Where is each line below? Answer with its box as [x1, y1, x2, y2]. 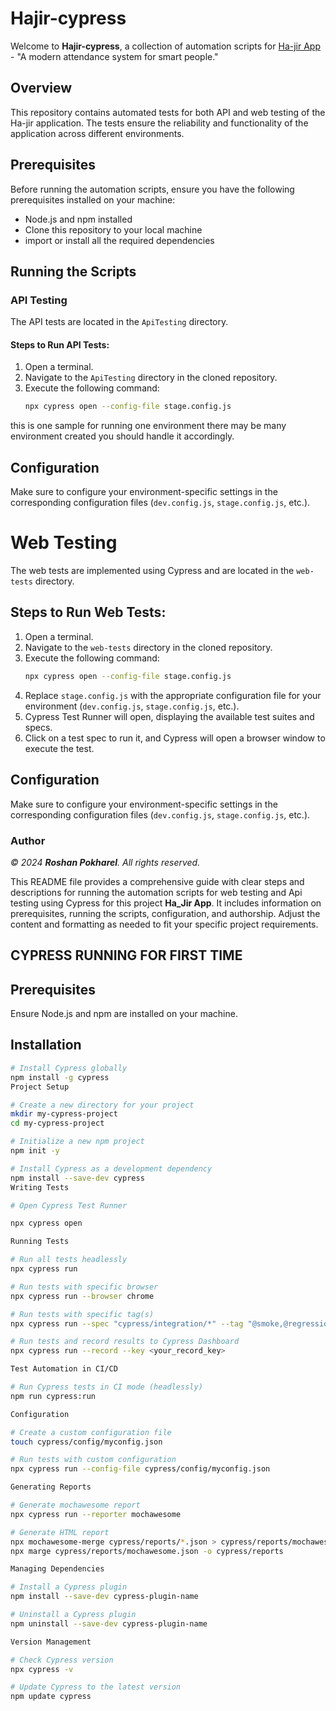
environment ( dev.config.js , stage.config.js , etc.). [24, 700, 240, 712]
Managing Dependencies [10, 1564, 105, 1574]
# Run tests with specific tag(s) [10, 1309, 155, 1319]
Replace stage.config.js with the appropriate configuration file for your [24, 689, 322, 701]
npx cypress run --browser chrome [10, 1291, 155, 1301]
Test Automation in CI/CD [10, 1364, 118, 1374]
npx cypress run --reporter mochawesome [10, 1509, 182, 1519]
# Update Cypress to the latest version [10, 1682, 182, 1692]
